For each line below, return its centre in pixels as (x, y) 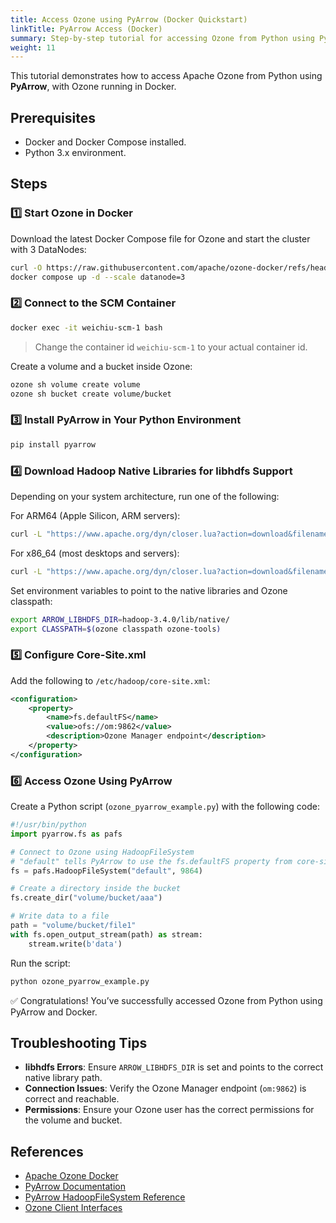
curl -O (26, 267)
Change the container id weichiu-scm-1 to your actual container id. (171, 347)
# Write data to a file (60, 916)
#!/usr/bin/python (48, 825)
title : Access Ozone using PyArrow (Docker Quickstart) (129, 19)
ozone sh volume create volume (75, 384)
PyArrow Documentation (75, 1187)
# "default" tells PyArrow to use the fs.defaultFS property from (151, 861)
